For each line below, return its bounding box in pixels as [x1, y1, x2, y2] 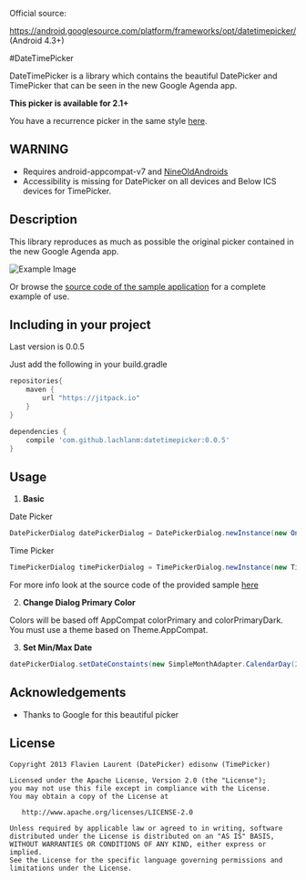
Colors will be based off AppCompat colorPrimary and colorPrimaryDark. [9, 615, 284, 626]
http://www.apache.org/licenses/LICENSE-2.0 [21, 807, 194, 817]
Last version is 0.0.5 [9, 341, 85, 352]
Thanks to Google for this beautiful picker [22, 709, 179, 720]
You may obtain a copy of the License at [9, 792, 169, 801]
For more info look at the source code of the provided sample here [9, 579, 260, 590]
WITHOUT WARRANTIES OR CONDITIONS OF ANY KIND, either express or [9, 839, 267, 849]
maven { [25, 385, 55, 395]
